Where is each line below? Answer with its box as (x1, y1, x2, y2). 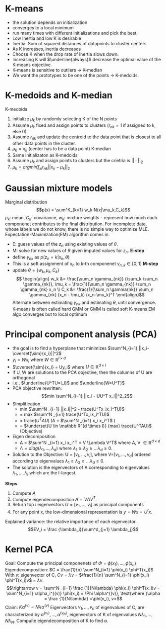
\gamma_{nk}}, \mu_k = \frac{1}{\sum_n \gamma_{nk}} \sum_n (23, 281, 151, 287)
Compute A (12, 490, 36, 496)
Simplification (12, 401, 41, 407)
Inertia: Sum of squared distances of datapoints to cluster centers (12, 40, 147, 46)
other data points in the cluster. (12, 140, 76, 147)
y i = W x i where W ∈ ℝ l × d (12, 356, 66, 363)
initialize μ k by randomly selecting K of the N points (12, 115, 117, 123)
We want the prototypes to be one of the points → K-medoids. (12, 72, 139, 78)
